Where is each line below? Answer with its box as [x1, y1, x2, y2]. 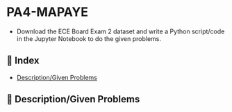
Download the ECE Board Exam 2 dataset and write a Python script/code [16, 27, 225, 35]
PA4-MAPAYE [6, 4, 88, 20]
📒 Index [6, 55, 40, 67]
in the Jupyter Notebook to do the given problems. [16, 34, 161, 42]
